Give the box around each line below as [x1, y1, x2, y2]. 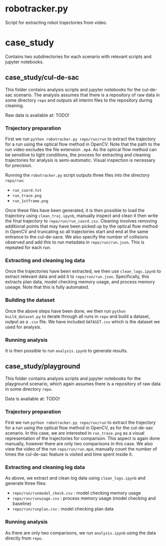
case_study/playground [5, 362, 81, 371]
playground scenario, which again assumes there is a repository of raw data [5, 380, 161, 387]
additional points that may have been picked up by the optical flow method [5, 223, 158, 229]
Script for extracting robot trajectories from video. [5, 19, 108, 25]
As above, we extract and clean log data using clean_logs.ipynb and [5, 475, 146, 481]
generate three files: [5, 480, 47, 487]
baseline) [12, 501, 32, 507]
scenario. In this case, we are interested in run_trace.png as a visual [5, 430, 145, 436]
